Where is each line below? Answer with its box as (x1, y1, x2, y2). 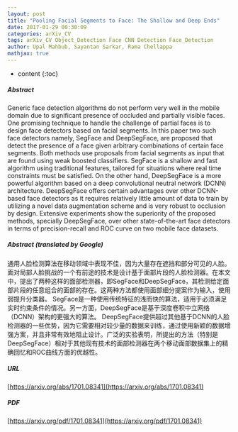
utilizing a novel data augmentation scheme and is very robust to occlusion (7, 201, 226, 210)
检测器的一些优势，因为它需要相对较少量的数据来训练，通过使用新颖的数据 (7, 321, 225, 330)
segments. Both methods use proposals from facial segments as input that (7, 148, 225, 157)
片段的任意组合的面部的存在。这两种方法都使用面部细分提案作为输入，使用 (13, 285, 231, 294)
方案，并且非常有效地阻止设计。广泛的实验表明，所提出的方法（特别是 (13, 330, 218, 338)
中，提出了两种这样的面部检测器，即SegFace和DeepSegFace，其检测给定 (7, 277, 223, 285)
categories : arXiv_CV (7, 30, 72, 38)
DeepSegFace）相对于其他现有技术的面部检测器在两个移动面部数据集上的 (7, 338, 222, 348)
